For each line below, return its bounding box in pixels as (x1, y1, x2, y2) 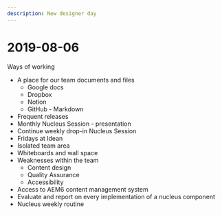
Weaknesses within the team (16, 156, 99, 164)
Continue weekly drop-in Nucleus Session (16, 126, 137, 135)
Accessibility (27, 178, 64, 186)
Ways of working (7, 63, 55, 71)
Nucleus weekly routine (16, 200, 85, 208)
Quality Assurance (27, 170, 80, 179)
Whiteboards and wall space (16, 148, 98, 157)
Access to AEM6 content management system (16, 185, 149, 193)
